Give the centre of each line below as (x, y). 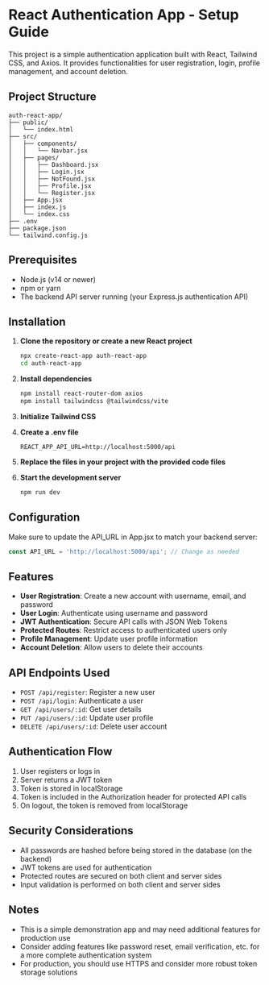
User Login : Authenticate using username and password (114, 613)
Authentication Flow (60, 752)
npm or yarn (40, 288)
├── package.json (37, 228)
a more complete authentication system (86, 955)
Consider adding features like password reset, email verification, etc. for (140, 946)
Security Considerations (71, 831)
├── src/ (23, 136)
